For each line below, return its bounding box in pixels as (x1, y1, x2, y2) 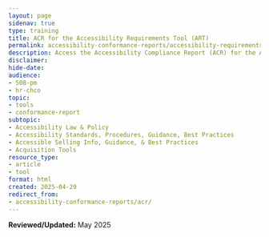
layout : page (8, 11, 52, 20)
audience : (8, 71, 42, 79)
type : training (8, 26, 59, 34)
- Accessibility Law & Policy (8, 123, 110, 131)
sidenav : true (8, 19, 56, 27)
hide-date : (8, 64, 45, 72)
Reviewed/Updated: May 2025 (8, 219, 111, 229)
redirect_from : (8, 190, 59, 199)
